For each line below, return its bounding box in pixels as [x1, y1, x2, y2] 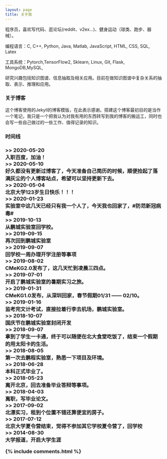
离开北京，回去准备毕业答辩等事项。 [5, 381, 92, 388]
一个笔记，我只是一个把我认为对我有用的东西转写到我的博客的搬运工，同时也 [5, 113, 162, 119]
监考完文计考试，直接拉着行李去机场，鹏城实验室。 [5, 306, 128, 313]
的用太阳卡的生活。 [5, 341, 51, 347]
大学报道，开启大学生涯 [5, 436, 61, 443]
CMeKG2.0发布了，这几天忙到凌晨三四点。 [5, 264, 109, 271]
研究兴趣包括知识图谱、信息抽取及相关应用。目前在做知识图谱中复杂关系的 [5, 75, 158, 81]
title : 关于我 [5, 12, 32, 17]
